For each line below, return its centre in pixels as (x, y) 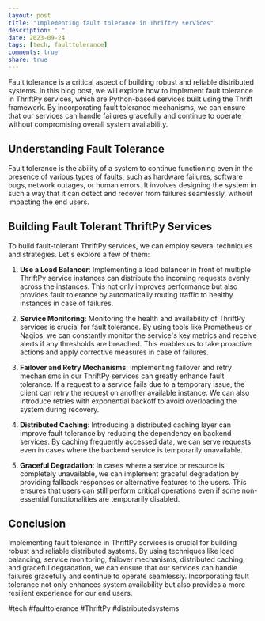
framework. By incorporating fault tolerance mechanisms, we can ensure (127, 107)
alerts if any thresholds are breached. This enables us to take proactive (135, 343)
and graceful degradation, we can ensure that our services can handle (123, 568)
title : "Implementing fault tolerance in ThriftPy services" (111, 23)
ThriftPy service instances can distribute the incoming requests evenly (135, 278)
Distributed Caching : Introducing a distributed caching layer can (125, 425)
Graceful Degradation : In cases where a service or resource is (122, 465)
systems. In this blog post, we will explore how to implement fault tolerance (131, 90)
